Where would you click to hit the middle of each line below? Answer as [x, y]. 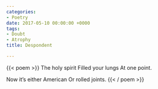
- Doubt [16, 34]
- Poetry [17, 17]
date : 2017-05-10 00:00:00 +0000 [48, 23]
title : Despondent [29, 46]
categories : [21, 12]
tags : [13, 29]
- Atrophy [19, 40]
